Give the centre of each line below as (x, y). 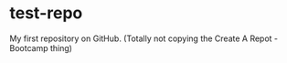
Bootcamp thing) (41, 47)
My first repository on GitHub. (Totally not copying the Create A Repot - (144, 38)
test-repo (46, 13)
